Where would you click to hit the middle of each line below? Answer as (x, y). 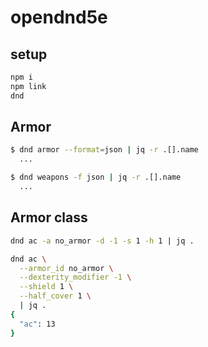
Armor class (49, 217)
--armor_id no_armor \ (66, 268)
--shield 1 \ (46, 287)
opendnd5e (59, 17)
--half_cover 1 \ (55, 296)
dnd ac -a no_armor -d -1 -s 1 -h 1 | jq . (102, 241)
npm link (28, 86)
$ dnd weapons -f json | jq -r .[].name (96, 177)
